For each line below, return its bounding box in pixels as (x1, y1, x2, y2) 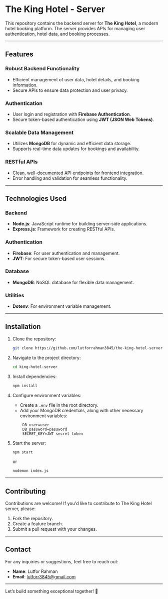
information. (12, 82, 37, 88)
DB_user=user (22, 422, 49, 427)
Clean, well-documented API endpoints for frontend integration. (12, 170, 144, 176)
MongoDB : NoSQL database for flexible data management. (12, 279, 134, 285)
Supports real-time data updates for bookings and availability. (12, 146, 140, 152)
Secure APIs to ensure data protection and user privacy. (12, 87, 128, 93)
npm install (12, 383, 37, 388)
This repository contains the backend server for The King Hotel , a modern (5, 20, 158, 26)
